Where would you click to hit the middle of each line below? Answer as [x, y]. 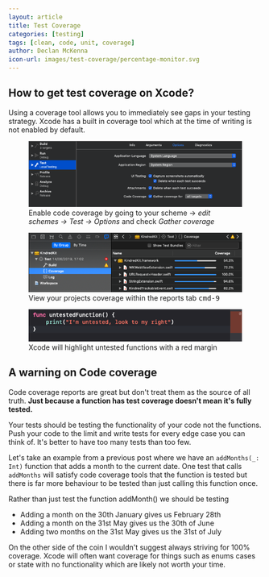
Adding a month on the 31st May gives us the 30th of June [117, 523]
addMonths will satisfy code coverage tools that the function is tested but [128, 475]
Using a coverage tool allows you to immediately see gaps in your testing [130, 112]
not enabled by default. [47, 130]
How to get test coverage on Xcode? [101, 93]
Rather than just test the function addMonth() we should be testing [119, 499]
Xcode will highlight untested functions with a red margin [123, 347]
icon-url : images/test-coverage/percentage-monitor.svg [104, 60]
